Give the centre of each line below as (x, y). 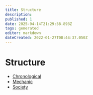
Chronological (27, 76)
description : (19, 14)
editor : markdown (23, 33)
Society (20, 87)
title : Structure (23, 10)
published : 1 (19, 19)
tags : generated (22, 28)
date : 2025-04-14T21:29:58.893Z (39, 24)
